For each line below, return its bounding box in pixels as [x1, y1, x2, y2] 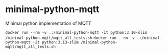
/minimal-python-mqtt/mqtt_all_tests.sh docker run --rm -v [5, 35, 135, 40]
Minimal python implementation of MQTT [5, 20, 92, 26]
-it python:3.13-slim [32, 39, 79, 45]
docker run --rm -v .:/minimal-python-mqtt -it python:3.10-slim [5, 30, 147, 35]
